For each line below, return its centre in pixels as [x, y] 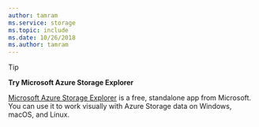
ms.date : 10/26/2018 [42, 37]
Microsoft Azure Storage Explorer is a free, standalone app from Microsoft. [129, 98]
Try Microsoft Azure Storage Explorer [71, 83]
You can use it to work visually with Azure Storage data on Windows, [120, 106]
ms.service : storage [42, 23]
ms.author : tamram [38, 45]
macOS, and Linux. [39, 114]
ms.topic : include [38, 30]
